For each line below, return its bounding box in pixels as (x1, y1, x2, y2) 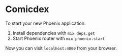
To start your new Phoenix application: (5, 20, 86, 26)
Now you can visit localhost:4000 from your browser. (5, 45, 117, 51)
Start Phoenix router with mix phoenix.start (12, 35, 105, 41)
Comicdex (5, 4, 49, 15)
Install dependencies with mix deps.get (12, 30, 95, 36)
